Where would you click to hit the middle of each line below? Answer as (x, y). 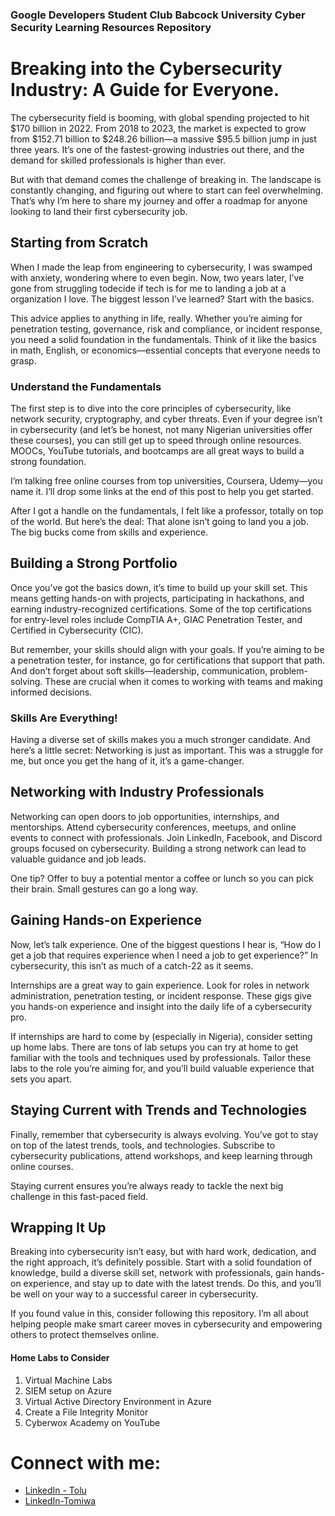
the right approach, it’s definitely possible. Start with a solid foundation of (161, 1262)
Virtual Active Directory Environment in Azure (118, 1401)
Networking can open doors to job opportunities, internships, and (145, 816)
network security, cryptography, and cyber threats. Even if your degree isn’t (166, 419)
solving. (26, 681)
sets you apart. (41, 1079)
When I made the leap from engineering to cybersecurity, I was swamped (161, 267)
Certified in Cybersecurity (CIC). (77, 630)
